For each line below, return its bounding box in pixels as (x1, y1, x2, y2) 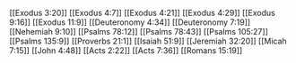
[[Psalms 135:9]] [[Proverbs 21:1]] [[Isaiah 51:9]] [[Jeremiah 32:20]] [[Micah (9, 35, 287, 46)
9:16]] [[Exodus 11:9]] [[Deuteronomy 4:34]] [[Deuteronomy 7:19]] (9, 17, 251, 28)
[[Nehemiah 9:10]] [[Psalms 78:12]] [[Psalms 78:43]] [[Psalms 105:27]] (9, 27, 269, 36)
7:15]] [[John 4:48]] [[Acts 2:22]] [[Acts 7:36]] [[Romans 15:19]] (9, 45, 243, 56)
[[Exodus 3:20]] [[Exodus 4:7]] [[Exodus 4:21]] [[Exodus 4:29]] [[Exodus (9, 8, 275, 18)
